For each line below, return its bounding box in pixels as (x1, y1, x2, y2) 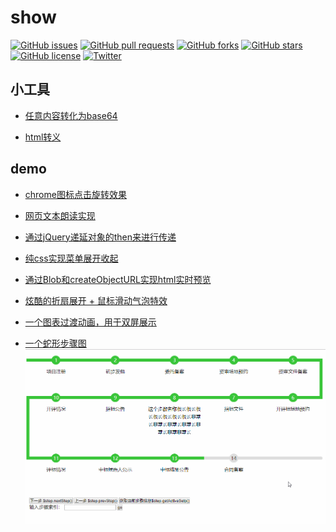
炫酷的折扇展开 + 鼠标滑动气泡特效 (24, 294, 168, 306)
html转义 (24, 131, 62, 143)
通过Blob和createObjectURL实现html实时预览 (24, 273, 212, 285)
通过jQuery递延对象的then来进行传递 (24, 231, 177, 243)
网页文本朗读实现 (24, 209, 96, 221)
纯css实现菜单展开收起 (24, 252, 119, 264)
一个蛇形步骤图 (24, 337, 87, 349)
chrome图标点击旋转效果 (24, 188, 127, 200)
